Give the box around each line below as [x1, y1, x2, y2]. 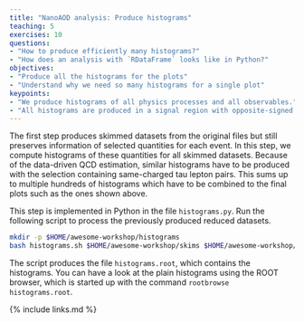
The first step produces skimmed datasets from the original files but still [9, 130, 278, 141]
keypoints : [9, 89, 51, 98]
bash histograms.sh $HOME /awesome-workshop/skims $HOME [9, 241, 224, 251]
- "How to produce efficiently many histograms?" [9, 47, 201, 56]
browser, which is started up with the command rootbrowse [9, 277, 230, 288]
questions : [9, 38, 51, 48]
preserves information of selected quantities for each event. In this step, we [9, 140, 291, 151]
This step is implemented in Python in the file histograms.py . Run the [9, 205, 265, 217]
